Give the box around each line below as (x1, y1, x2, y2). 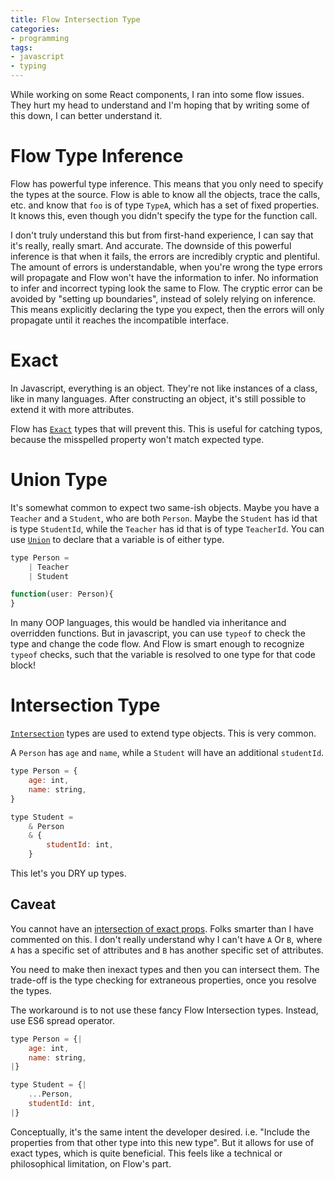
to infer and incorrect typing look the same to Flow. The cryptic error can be (10, 282, 323, 294)
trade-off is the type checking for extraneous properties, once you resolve (10, 974, 317, 986)
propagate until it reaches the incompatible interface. (10, 314, 229, 326)
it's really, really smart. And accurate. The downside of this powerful (10, 239, 292, 251)
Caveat (10, 896, 57, 913)
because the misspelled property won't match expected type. (10, 433, 265, 445)
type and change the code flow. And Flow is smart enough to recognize (10, 638, 305, 650)
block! (10, 659, 37, 671)
